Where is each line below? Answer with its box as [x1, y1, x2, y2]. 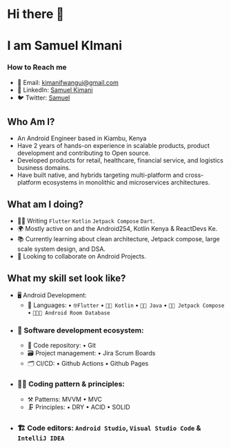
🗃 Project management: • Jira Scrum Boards [27, 349, 156, 357]
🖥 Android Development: [17, 291, 88, 299]
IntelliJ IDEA [17, 434, 65, 442]
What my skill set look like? [7, 272, 126, 284]
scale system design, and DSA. [17, 245, 106, 253]
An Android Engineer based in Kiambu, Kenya [17, 134, 147, 142]
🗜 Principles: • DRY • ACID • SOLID [27, 402, 130, 411]
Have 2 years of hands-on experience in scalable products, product [17, 142, 210, 150]
